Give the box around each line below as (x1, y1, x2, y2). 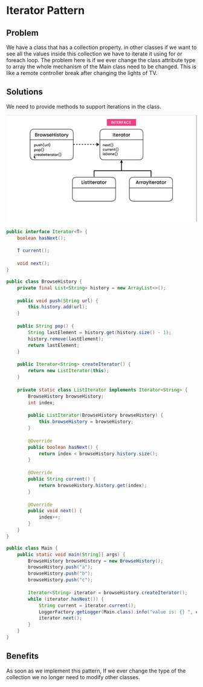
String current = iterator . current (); (38, 602, 137, 608)
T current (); (17, 248, 50, 254)
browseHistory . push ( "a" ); (28, 564, 94, 570)
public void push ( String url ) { (17, 297, 98, 304)
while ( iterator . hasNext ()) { (28, 596, 104, 602)
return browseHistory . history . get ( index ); (38, 482, 147, 488)
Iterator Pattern (6, 4, 85, 18)
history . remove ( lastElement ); (28, 336, 104, 342)
